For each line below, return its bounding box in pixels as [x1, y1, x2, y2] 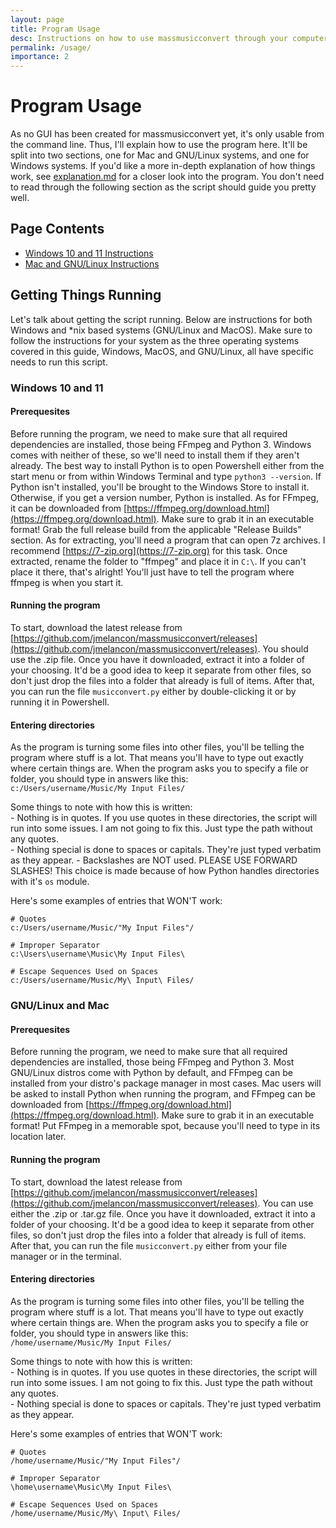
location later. [10, 1131, 67, 1143]
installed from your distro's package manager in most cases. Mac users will [10, 1077, 322, 1090]
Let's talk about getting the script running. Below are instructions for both [10, 313, 313, 325]
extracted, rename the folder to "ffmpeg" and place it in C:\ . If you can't [10, 555, 307, 567]
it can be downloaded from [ [10, 502, 128, 514]
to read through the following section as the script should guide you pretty [10, 181, 317, 193]
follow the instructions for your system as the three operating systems [10, 334, 300, 346]
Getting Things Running [10, 287, 162, 304]
